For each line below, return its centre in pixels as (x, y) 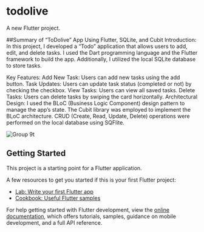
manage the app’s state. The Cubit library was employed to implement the (99, 109)
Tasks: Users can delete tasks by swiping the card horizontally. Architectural (102, 97)
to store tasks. (24, 66)
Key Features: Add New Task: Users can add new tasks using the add (93, 77)
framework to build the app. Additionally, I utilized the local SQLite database (101, 59)
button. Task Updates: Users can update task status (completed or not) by (99, 84)
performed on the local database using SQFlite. (65, 122)
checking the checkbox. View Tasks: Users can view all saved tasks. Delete (101, 90)
